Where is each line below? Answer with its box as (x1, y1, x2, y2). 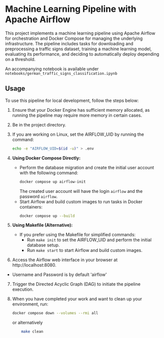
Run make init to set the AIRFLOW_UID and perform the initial (27, 237, 152, 243)
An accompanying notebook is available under (5, 65, 99, 72)
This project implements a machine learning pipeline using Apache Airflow (5, 30, 156, 36)
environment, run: (12, 301, 49, 307)
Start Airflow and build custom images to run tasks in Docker (19, 198, 143, 205)
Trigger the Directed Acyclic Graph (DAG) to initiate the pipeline (12, 281, 141, 287)
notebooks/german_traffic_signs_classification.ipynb (5, 71, 118, 76)
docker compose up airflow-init (19, 179, 86, 184)
